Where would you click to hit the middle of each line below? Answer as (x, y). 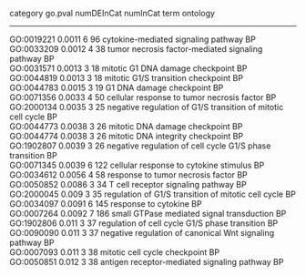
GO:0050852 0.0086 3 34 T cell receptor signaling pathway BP (128, 184)
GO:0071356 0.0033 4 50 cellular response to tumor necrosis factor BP (143, 97)
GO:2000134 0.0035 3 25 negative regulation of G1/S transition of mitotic (147, 107)
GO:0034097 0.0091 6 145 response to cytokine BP (106, 204)
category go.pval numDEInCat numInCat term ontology (112, 13)
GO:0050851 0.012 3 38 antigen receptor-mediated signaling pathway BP (147, 262)
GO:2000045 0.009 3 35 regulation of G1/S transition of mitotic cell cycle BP (153, 194)
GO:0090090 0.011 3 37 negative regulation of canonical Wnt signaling (142, 233)
